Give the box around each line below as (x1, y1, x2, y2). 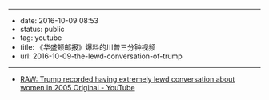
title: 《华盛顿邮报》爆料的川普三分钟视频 (19, 42, 156, 52)
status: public (19, 25, 66, 34)
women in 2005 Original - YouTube (19, 83, 135, 92)
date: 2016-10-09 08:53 (19, 16, 98, 25)
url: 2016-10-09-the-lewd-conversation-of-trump (19, 51, 183, 61)
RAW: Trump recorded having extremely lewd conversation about (19, 74, 235, 84)
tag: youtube (19, 33, 62, 42)
